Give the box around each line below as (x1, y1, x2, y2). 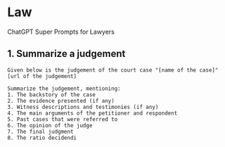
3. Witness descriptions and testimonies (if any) (7, 103, 159, 110)
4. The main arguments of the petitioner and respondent (7, 110, 178, 117)
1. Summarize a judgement (7, 48, 126, 60)
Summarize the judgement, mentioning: (7, 85, 121, 92)
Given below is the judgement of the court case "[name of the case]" (7, 66, 219, 74)
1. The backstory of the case (7, 91, 96, 98)
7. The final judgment (7, 128, 74, 135)
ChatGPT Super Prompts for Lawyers (7, 27, 115, 36)
